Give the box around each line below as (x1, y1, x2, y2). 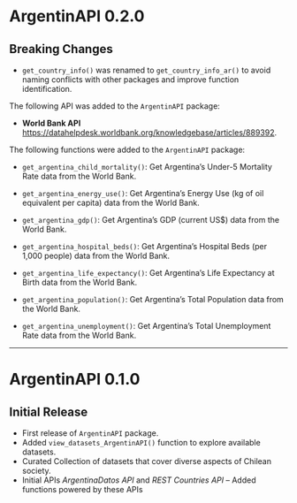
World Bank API (21, 118, 81, 128)
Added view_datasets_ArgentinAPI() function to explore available (21, 438, 261, 447)
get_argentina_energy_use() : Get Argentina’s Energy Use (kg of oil (21, 188, 264, 198)
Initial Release (9, 404, 88, 419)
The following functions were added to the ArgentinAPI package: (9, 144, 246, 155)
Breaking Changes (9, 42, 113, 57)
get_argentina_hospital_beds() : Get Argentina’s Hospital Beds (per (21, 241, 268, 251)
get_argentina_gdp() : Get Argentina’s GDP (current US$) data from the (21, 215, 280, 225)
